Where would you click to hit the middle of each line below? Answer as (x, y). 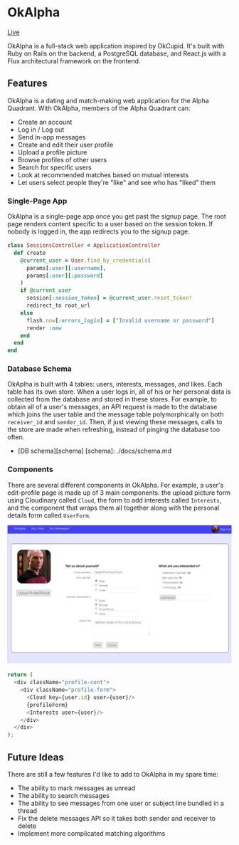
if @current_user (46, 290)
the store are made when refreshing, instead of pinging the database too (114, 430)
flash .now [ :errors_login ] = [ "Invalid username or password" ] (120, 320)
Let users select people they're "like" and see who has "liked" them (116, 182)
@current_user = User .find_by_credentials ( (86, 261)
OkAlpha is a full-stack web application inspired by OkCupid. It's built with (116, 46)
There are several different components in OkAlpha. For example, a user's (116, 485)
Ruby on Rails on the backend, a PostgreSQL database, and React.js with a (117, 53)
